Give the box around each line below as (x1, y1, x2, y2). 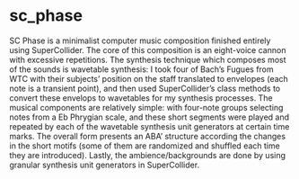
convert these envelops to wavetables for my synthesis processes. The (9, 92, 273, 103)
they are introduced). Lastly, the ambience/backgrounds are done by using (9, 149, 286, 160)
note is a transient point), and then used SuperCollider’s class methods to (9, 83, 281, 94)
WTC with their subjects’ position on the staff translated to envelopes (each (9, 73, 289, 84)
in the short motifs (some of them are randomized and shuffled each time (9, 140, 280, 151)
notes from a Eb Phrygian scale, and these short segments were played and (9, 112, 290, 122)
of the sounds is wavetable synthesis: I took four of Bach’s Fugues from (9, 64, 274, 75)
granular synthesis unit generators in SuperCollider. (9, 159, 200, 170)
